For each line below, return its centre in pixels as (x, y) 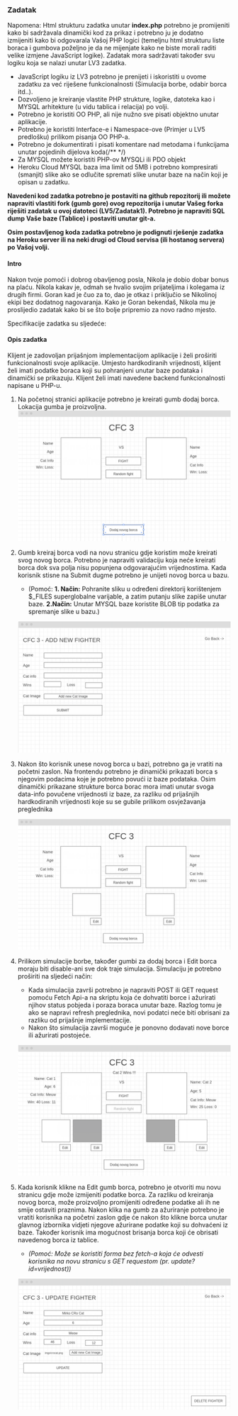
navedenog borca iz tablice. (58, 1240)
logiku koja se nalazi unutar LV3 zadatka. (67, 63)
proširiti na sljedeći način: (55, 976)
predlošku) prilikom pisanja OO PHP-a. (74, 137)
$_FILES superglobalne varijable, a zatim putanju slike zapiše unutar (127, 596)
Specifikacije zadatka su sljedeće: (57, 323)
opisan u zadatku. (44, 182)
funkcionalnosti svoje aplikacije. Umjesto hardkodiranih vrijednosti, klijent (114, 362)
